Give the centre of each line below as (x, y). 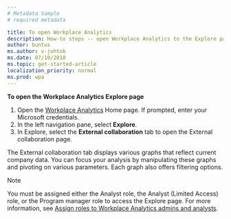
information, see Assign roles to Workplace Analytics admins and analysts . (113, 208)
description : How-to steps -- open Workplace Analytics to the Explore (112, 38)
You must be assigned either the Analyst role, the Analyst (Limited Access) (113, 194)
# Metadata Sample (33, 13)
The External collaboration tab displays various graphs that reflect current (112, 152)
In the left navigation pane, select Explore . (77, 124)
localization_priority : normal (52, 70)
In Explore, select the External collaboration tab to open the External (115, 132)
